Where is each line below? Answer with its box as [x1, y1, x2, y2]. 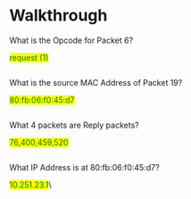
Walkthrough [9, 5, 108, 26]
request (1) [9, 52, 49, 62]
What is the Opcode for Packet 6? [9, 35, 134, 46]
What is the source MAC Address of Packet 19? [9, 77, 183, 87]
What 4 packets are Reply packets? [9, 120, 140, 130]
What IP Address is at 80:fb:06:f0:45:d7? [9, 162, 160, 172]
